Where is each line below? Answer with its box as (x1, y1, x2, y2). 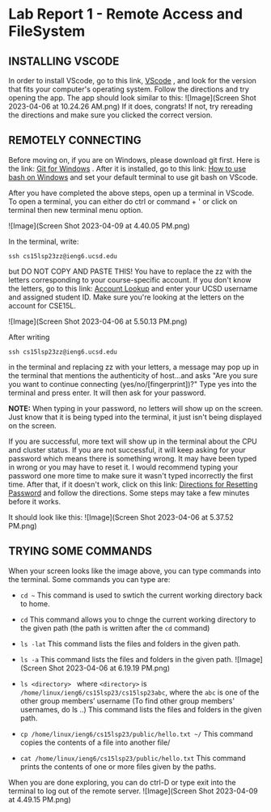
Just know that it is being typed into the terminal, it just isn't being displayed (8, 412, 262, 422)
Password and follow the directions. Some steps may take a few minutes (8, 487, 250, 498)
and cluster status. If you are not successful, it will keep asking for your (8, 444, 247, 454)
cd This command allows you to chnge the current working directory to (19, 614, 256, 624)
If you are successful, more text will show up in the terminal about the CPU (8, 436, 257, 446)
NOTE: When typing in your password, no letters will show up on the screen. (8, 403, 264, 413)
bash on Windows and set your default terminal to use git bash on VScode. (8, 172, 258, 182)
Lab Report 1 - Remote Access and (8, 5, 243, 23)
